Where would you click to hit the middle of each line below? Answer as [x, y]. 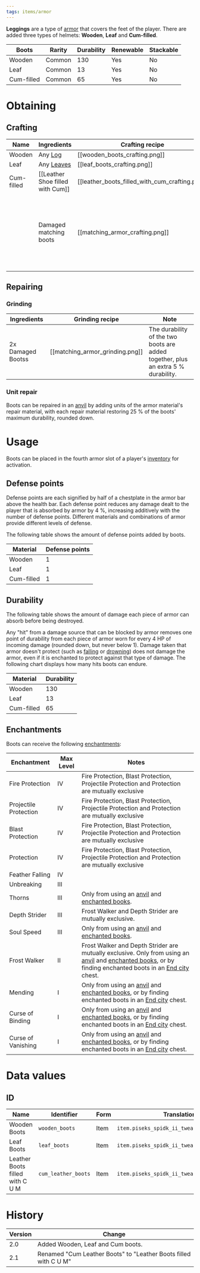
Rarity [58, 50]
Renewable [127, 50]
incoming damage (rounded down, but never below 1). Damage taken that [96, 645]
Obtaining [31, 106]
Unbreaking [26, 884]
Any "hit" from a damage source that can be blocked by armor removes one [99, 633]
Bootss [19, 359]
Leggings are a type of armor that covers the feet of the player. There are [96, 29]
